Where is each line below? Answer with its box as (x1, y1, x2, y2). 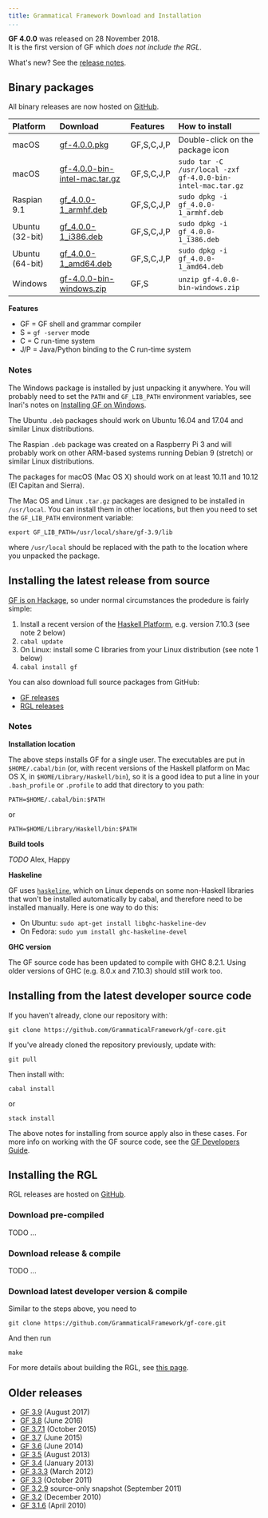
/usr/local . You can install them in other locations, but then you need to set (8, 504, 258, 514)
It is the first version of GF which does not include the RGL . (8, 42, 202, 52)
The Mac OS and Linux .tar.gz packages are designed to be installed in (8, 496, 245, 505)
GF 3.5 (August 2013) (19, 1450, 90, 1460)
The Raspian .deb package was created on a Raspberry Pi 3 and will (8, 439, 232, 448)
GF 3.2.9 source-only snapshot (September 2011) (19, 1484, 182, 1493)
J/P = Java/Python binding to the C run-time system (19, 345, 191, 354)
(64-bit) (12, 258, 44, 269)
